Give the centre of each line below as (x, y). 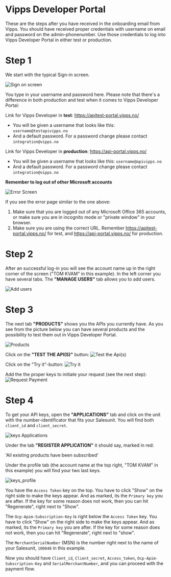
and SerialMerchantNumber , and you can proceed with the (103, 563)
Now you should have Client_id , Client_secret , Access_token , (71, 558)
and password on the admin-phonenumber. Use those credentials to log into (86, 34)
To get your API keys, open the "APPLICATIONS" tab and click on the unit (83, 414)
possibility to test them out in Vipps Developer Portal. (61, 334)
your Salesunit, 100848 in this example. (45, 548)
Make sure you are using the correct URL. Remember (69, 228)
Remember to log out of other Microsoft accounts (59, 182)
